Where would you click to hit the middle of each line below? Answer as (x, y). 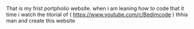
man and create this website (41, 21)
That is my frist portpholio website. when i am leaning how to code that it (95, 8)
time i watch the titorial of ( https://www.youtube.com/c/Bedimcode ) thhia (97, 14)
